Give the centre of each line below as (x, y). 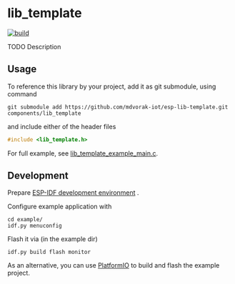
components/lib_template (44, 113)
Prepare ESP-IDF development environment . (73, 193)
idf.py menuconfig (35, 226)
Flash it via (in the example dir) (52, 239)
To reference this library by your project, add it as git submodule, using (112, 86)
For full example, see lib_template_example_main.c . (83, 153)
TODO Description (34, 46)
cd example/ (25, 220)
